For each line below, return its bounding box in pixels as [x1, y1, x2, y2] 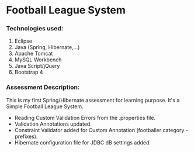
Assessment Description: [6, 83, 80, 91]
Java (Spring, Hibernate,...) [14, 44, 80, 51]
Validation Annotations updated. [14, 120, 92, 127]
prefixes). [14, 133, 38, 140]
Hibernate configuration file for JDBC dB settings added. [14, 139, 151, 146]
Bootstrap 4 [14, 68, 43, 76]
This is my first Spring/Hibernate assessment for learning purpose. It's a [6, 96, 180, 103]
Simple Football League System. [6, 103, 84, 110]
